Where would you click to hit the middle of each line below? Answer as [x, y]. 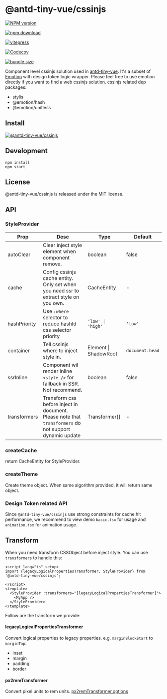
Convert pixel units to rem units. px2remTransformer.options [67, 692]
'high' [95, 326]
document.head [143, 351]
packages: [16, 87]
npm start [15, 167]
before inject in [60, 404]
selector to [55, 318]
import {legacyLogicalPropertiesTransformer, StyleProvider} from [75, 571]
